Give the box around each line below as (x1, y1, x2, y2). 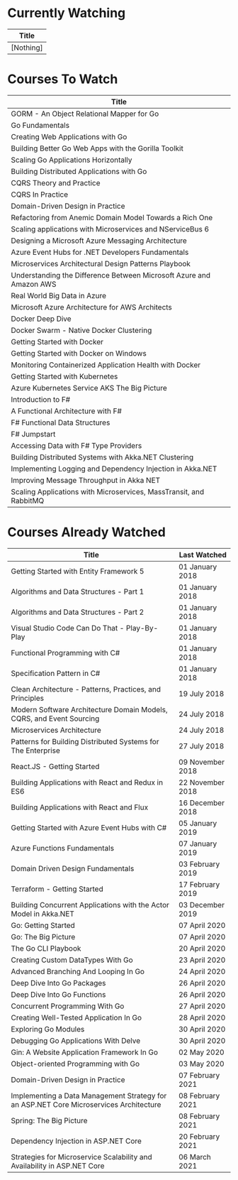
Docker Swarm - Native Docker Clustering (11, 325, 152, 335)
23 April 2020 (178, 955, 226, 965)
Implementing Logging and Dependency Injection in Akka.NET (11, 464, 217, 474)
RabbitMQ (11, 496, 45, 506)
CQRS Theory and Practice (11, 177, 101, 187)
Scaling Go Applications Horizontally (11, 155, 132, 165)
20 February (178, 1131, 220, 1141)
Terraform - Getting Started (11, 884, 104, 894)
